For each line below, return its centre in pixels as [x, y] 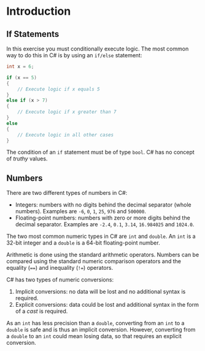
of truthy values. [27, 159]
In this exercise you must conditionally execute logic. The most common [98, 49]
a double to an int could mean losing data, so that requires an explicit [94, 336]
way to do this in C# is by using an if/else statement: [74, 55]
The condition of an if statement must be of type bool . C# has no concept [100, 152]
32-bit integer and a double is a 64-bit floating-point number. [83, 243]
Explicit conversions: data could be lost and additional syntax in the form [107, 305]
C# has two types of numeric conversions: [60, 280]
